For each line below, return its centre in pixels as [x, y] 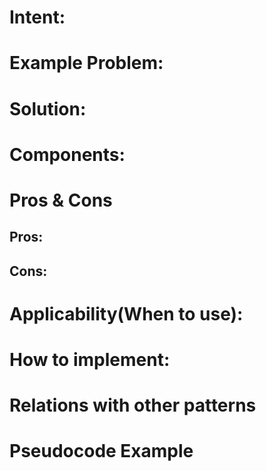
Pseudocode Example [101, 451]
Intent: [37, 17]
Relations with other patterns [133, 405]
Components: [67, 154]
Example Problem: [86, 63]
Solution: [48, 108]
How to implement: [90, 360]
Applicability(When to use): [126, 313]
